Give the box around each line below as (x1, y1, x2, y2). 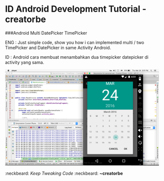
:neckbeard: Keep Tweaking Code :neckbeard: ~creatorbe (5, 170, 123, 176)
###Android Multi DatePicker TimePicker (5, 30, 87, 36)
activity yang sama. (5, 59, 44, 65)
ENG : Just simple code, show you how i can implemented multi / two (5, 39, 144, 45)
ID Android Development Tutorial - (5, 3, 146, 15)
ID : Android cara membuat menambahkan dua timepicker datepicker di (5, 54, 149, 60)
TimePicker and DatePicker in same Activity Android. (5, 45, 111, 50)
